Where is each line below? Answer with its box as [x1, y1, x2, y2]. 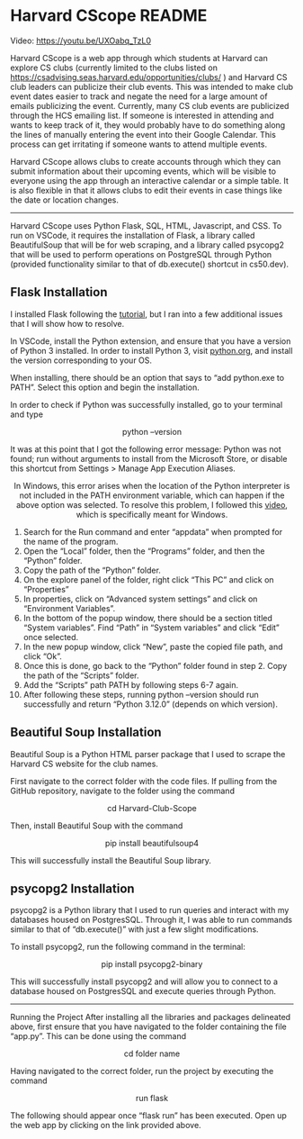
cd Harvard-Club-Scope [107, 802, 197, 813]
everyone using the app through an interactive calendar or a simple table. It [10, 175, 289, 185]
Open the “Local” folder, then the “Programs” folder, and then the [22, 546, 265, 556]
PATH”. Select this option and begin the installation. [10, 382, 201, 393]
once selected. [22, 631, 79, 642]
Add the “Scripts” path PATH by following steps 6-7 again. [22, 679, 239, 690]
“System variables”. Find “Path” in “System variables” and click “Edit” [22, 622, 280, 633]
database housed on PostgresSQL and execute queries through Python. [10, 986, 277, 997]
